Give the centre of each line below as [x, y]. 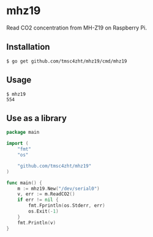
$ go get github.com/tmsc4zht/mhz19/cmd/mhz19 [67, 61]
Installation [28, 47]
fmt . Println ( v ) [37, 223]
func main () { [24, 183]
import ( [17, 144]
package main [23, 133]
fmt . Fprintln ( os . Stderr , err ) [67, 206]
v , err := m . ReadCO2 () [46, 194]
